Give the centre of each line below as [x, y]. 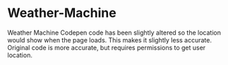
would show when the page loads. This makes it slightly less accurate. [109, 40]
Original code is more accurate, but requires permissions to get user [107, 47]
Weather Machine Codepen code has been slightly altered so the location [114, 32]
